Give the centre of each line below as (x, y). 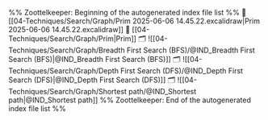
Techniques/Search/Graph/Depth (64, 71)
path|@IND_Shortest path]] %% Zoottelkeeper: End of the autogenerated (130, 100)
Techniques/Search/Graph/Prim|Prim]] (73, 39)
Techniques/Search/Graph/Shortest (68, 91)
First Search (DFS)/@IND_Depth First (182, 71)
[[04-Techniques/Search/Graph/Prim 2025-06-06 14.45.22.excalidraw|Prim (134, 21)
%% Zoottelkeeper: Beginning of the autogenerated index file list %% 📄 (128, 12)
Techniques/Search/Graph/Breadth (67, 50)
